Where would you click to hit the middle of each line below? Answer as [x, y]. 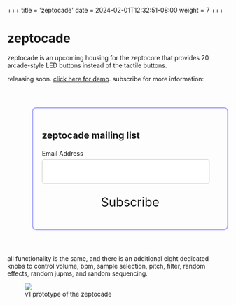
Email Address [63, 154]
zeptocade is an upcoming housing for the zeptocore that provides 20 [108, 57]
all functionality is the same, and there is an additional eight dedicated [108, 259]
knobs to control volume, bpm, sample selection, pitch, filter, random [106, 266]
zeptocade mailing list [91, 136]
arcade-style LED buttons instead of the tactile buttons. [87, 65]
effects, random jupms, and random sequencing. [78, 273]
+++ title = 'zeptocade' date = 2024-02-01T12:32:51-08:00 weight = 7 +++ [116, 10]
